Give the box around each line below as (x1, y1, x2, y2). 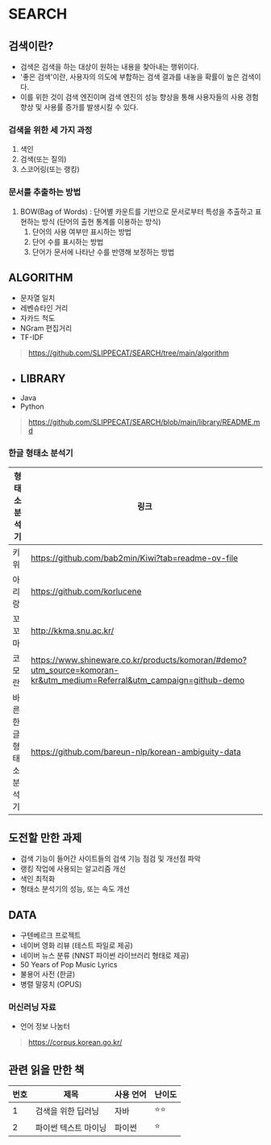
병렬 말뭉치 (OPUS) (19, 979, 82, 989)
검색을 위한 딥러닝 (35, 1105, 99, 1117)
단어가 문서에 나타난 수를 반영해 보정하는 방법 (31, 247, 175, 257)
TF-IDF (19, 333, 44, 342)
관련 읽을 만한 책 (8, 1063, 85, 1076)
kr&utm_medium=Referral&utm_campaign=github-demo (31, 674, 245, 686)
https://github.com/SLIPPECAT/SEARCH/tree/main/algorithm (27, 348, 230, 358)
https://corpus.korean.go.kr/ (27, 1038, 123, 1047)
